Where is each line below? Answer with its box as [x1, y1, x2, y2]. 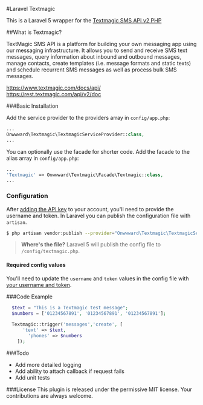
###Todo [6, 349, 29, 357]
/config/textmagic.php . [21, 248, 80, 255]
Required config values [6, 262, 66, 269]
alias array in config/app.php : [6, 154, 79, 162]
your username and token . [6, 281, 72, 288]
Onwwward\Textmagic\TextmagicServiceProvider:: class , [6, 131, 145, 137]
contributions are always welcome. [6, 392, 94, 399]
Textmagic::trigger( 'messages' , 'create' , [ [11, 321, 123, 328]
